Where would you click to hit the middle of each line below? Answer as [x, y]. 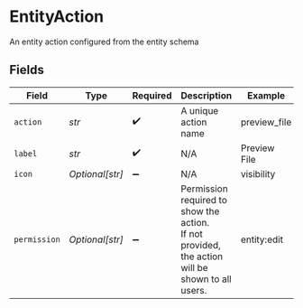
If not [191, 234]
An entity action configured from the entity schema [104, 42]
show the [200, 211]
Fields [27, 70]
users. [193, 290]
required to [204, 200]
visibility [258, 173]
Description [206, 95]
